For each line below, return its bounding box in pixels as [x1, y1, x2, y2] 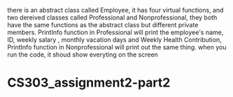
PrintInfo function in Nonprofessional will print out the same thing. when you [7, 43, 227, 51]
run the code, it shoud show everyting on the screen [7, 50, 159, 59]
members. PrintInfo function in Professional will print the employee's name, [7, 28, 224, 36]
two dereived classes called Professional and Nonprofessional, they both [7, 13, 218, 22]
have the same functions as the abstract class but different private [7, 21, 199, 29]
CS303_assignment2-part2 [7, 75, 171, 91]
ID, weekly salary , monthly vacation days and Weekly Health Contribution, [7, 36, 222, 44]
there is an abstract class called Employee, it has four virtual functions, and [7, 6, 224, 14]
